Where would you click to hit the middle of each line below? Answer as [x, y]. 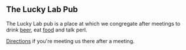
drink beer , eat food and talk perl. [47, 30]
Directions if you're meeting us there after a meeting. [70, 41]
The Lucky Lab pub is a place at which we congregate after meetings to [93, 23]
